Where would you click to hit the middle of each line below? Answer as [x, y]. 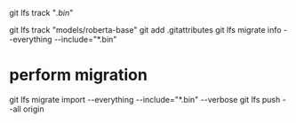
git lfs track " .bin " [41, 13]
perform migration [79, 75]
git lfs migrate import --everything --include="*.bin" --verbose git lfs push [145, 99]
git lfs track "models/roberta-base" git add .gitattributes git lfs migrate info [145, 30]
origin [34, 109]
